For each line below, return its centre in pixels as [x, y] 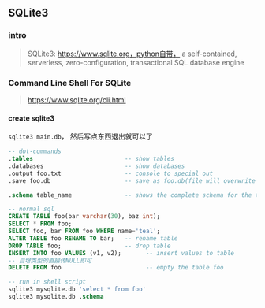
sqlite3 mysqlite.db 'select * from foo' [77, 289]
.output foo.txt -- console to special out [111, 173]
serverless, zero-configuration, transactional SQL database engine [136, 62]
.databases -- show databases [97, 166]
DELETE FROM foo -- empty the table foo [116, 268]
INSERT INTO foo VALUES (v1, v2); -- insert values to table [121, 253]
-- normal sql [32, 209]
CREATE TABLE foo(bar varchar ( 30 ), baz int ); [84, 217]
